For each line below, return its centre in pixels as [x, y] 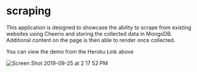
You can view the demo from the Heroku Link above [70, 51]
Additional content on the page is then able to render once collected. [91, 40]
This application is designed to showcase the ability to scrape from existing [99, 27]
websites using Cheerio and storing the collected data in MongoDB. [89, 33]
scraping [29, 11]
